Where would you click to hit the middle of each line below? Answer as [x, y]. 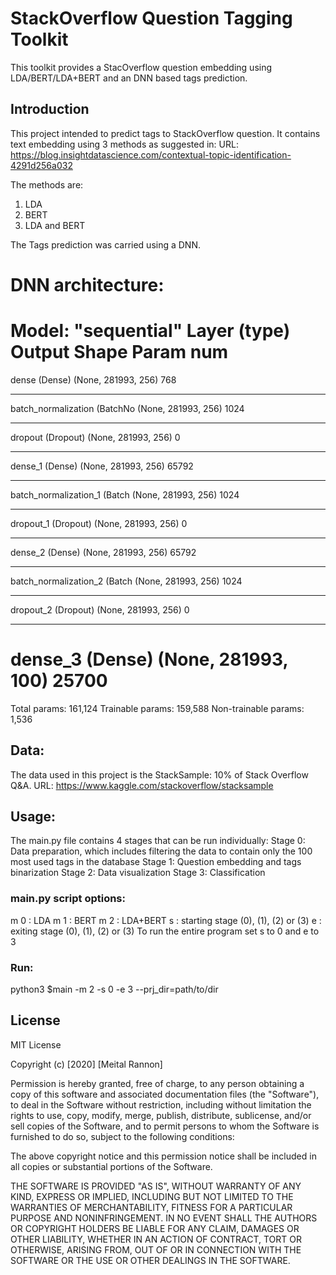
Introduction [50, 109]
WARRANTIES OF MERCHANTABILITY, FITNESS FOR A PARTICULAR [151, 1207]
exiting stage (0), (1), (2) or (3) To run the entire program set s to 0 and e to [165, 931]
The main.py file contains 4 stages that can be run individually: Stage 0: [158, 841]
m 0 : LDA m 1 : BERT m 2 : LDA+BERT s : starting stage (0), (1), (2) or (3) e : [166, 920]
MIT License [36, 1044]
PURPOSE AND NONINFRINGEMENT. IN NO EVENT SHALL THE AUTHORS [164, 1218]
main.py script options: [68, 899]
